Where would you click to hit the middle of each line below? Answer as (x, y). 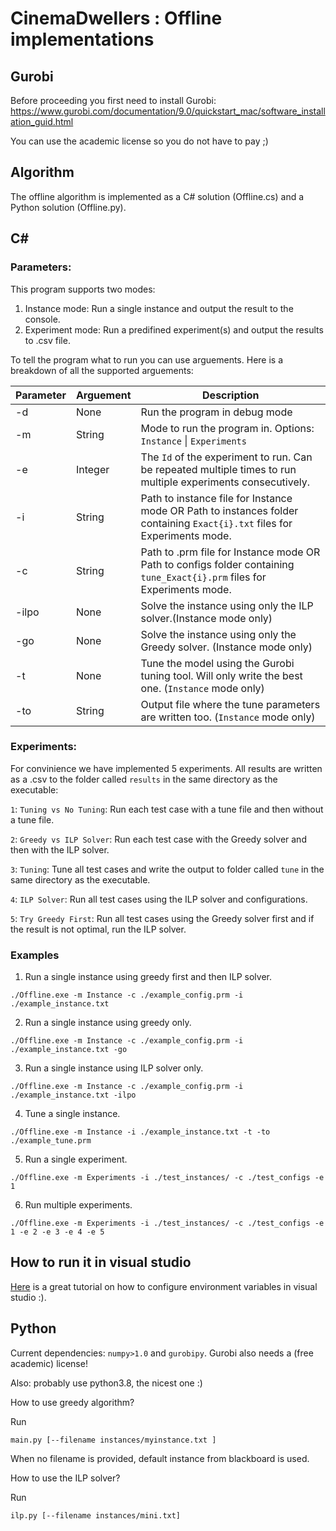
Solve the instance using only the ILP (227, 605)
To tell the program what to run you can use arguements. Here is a (147, 359)
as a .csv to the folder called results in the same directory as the (144, 779)
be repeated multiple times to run (218, 469)
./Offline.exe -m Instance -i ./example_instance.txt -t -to (140, 1132)
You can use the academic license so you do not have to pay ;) (139, 141)
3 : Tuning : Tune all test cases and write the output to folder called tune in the (167, 869)
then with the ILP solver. (60, 849)
